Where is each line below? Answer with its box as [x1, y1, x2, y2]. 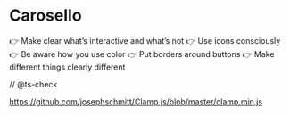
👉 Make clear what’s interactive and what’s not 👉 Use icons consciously [9, 35, 281, 46]
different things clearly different [9, 62, 126, 72]
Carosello [9, 5, 82, 26]
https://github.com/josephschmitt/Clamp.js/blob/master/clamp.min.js [9, 95, 263, 107]
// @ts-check [9, 79, 58, 89]
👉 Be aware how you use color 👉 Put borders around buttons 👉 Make [9, 48, 275, 59]
